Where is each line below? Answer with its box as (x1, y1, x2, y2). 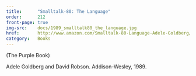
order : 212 (6, 14, 45, 20)
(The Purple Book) (6, 52, 51, 58)
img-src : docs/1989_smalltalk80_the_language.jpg (6, 25, 137, 31)
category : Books (6, 36, 51, 42)
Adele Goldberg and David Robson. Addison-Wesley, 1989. (6, 63, 147, 70)
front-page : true (6, 19, 48, 25)
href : (6, 30, 19, 36)
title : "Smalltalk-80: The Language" (6, 8, 111, 15)
